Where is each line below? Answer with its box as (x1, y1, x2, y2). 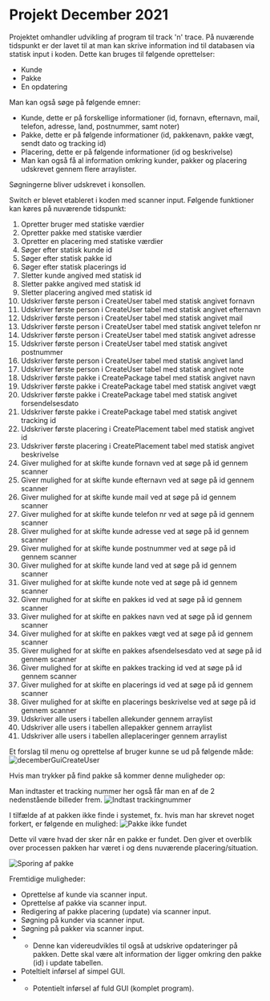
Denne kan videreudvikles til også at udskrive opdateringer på (32, 941, 239, 950)
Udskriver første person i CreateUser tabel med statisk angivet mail (20, 313, 244, 323)
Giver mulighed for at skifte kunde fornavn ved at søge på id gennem (20, 458, 248, 467)
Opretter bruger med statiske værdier (20, 219, 145, 229)
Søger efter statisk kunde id (20, 245, 113, 254)
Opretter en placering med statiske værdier (20, 236, 163, 246)
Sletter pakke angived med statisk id (20, 279, 141, 288)
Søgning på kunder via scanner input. (20, 915, 145, 925)
